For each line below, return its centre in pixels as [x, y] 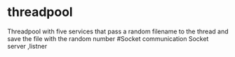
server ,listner [27, 46]
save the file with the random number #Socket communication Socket [108, 38]
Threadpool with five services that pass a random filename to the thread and [118, 31]
